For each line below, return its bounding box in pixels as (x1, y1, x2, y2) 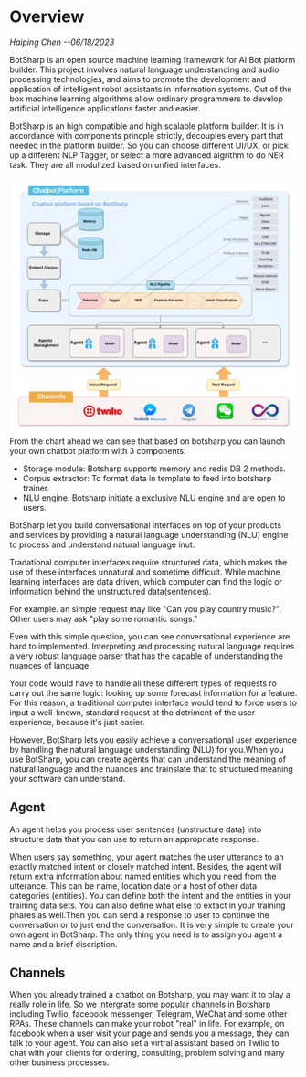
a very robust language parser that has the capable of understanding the (9, 650, 283, 661)
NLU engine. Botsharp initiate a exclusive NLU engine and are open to (22, 491, 286, 503)
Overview (9, 6, 85, 27)
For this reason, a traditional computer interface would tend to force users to (9, 697, 297, 708)
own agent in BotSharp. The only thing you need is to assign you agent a (9, 929, 283, 940)
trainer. (22, 482, 50, 493)
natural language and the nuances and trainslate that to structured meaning (9, 763, 294, 774)
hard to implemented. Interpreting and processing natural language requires (9, 640, 295, 651)
